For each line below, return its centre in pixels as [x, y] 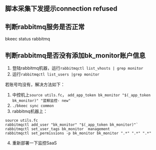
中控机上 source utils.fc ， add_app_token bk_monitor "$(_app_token [81, 95]
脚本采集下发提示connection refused [61, 9]
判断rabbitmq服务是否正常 [45, 27]
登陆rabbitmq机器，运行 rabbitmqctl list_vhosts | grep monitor [78, 68]
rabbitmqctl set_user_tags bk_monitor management [58, 129]
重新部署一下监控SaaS [34, 143]
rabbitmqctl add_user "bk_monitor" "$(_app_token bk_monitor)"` [72, 125]
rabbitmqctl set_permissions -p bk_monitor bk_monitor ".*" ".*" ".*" [78, 133]
